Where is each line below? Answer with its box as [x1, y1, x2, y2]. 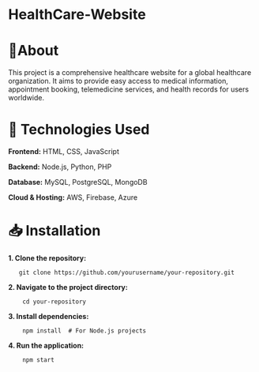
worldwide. [8, 93, 45, 103]
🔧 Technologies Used [8, 121, 150, 139]
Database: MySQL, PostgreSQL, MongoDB [8, 178, 148, 187]
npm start [22, 356, 55, 364]
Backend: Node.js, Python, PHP [8, 162, 112, 171]
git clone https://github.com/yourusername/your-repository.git [18, 269, 235, 276]
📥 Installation [8, 222, 101, 240]
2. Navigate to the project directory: [8, 283, 128, 291]
